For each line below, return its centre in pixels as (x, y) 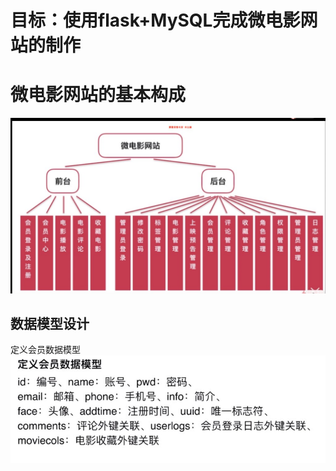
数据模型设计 (50, 324)
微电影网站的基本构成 (98, 95)
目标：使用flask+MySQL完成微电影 (155, 20)
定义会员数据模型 (45, 350)
